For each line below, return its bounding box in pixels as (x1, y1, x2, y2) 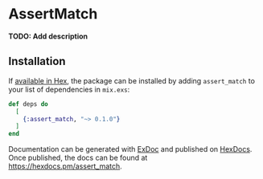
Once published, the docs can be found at (8, 153, 148, 163)
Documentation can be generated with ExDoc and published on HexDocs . (8, 144, 253, 154)
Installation (8, 55, 66, 68)
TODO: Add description (8, 31, 88, 41)
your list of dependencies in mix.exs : (8, 84, 130, 94)
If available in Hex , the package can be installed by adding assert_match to (8, 75, 256, 85)
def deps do (8, 100, 48, 108)
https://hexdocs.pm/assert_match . (8, 161, 122, 171)
